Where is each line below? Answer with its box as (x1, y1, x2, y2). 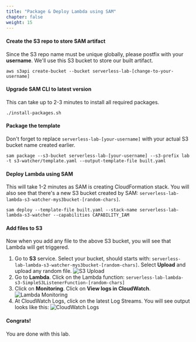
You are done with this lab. (6, 330, 70, 337)
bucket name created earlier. (6, 141, 75, 148)
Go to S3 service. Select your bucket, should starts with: (14, 255, 151, 262)
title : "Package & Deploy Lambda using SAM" (6, 8, 116, 15)
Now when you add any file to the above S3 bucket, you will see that (6, 238, 171, 245)
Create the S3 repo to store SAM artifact (6, 37, 106, 45)
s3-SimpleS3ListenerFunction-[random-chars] (14, 280, 125, 286)
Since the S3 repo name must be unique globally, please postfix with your (6, 50, 184, 57)
